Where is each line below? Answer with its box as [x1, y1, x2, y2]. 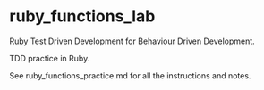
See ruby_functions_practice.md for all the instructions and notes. [9, 70, 251, 81]
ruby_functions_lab [9, 6, 156, 27]
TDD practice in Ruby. [9, 53, 90, 63]
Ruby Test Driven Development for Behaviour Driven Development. [9, 36, 255, 46]
